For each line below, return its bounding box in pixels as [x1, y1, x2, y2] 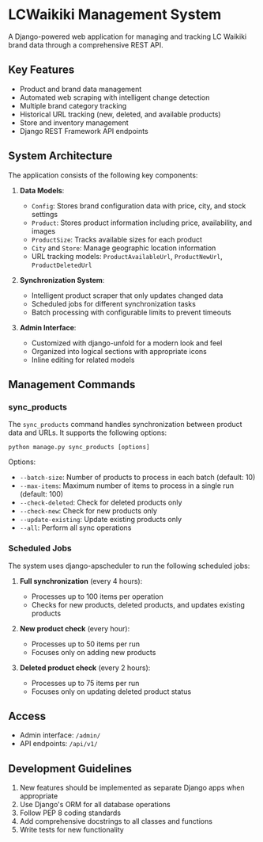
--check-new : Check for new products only [19, 506, 158, 516]
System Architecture [8, 149, 113, 163]
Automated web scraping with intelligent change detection [19, 93, 210, 102]
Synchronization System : [19, 275, 105, 284]
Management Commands [8, 378, 136, 391]
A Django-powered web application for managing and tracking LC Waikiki [8, 32, 247, 41]
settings [31, 209, 58, 219]
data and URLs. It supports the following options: [8, 428, 167, 437]
